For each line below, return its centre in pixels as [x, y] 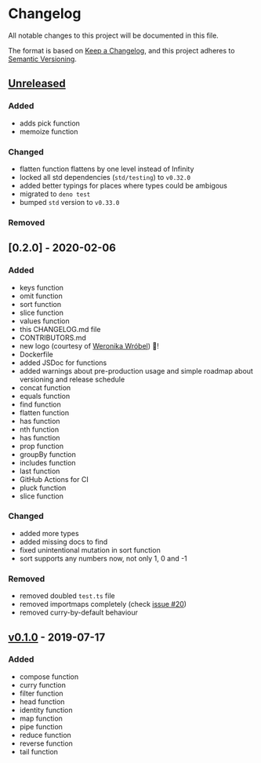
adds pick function [50, 123]
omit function [41, 296]
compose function [49, 677]
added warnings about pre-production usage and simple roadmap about [136, 371]
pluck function [43, 487]
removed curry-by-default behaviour [79, 612]
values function [44, 321]
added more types [49, 533]
